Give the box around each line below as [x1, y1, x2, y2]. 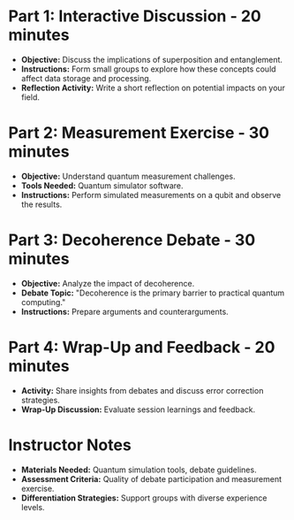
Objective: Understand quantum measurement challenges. [20, 171, 236, 181]
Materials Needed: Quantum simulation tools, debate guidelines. [20, 464, 257, 475]
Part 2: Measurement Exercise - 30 [8, 123, 270, 143]
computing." [20, 296, 66, 307]
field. [20, 91, 41, 103]
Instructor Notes [8, 435, 132, 455]
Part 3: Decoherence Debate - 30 [8, 230, 256, 250]
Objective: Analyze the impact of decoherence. [20, 278, 195, 288]
